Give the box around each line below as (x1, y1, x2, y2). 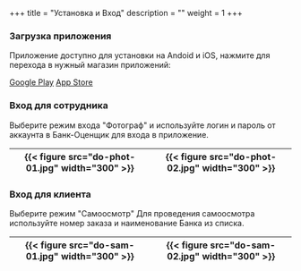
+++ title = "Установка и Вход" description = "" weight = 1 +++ (9, 8, 244, 18)
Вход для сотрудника (9, 99, 109, 112)
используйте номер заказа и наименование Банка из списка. (9, 217, 245, 228)
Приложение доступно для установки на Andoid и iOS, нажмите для (9, 50, 271, 61)
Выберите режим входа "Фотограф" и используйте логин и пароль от (9, 120, 276, 131)
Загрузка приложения (9, 30, 112, 42)
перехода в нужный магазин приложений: (9, 60, 171, 71)
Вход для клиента (9, 188, 91, 200)
